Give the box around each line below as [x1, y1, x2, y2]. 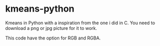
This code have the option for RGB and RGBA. [5, 35, 101, 41]
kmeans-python [5, 3, 75, 15]
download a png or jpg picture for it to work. [5, 25, 97, 31]
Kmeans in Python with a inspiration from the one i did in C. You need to [5, 20, 155, 26]
